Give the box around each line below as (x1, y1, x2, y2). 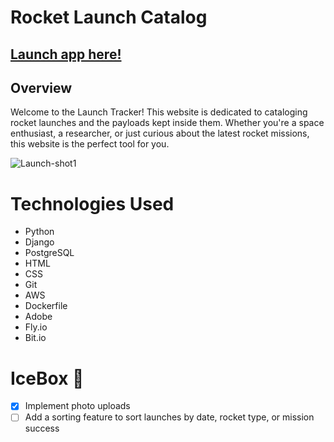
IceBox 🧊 (10, 367, 85, 390)
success (24, 422, 60, 435)
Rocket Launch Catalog (10, 6, 208, 29)
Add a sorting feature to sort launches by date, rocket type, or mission (24, 411, 315, 423)
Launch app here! (10, 46, 122, 63)
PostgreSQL (24, 247, 75, 259)
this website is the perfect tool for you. (10, 138, 170, 150)
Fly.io (24, 321, 48, 333)
